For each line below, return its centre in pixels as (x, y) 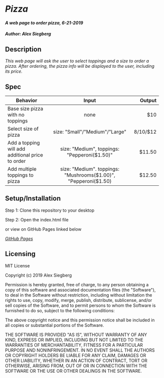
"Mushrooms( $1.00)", (90, 175)
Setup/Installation (33, 199)
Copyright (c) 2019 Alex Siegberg (39, 275)
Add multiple (22, 169)
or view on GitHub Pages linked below (43, 229)
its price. (14, 71)
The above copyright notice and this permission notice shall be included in (80, 320)
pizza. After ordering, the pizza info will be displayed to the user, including (80, 66)
